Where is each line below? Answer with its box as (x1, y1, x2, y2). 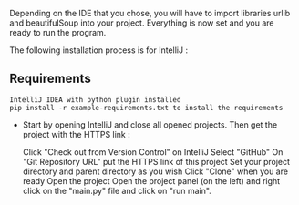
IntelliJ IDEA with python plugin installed (9, 95, 181, 104)
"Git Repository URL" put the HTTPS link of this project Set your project (22, 156, 290, 167)
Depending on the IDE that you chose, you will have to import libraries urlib (9, 8, 291, 18)
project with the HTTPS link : (22, 128, 130, 139)
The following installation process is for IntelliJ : (9, 45, 189, 56)
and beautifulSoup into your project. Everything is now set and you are (9, 17, 274, 28)
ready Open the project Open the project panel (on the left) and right (22, 175, 281, 186)
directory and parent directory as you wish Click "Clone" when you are (22, 166, 289, 177)
